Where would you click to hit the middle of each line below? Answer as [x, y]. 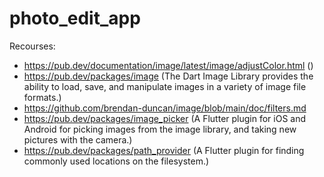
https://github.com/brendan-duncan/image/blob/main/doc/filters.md [165, 108]
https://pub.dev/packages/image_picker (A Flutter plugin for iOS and [165, 118]
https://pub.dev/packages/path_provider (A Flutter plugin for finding [164, 150]
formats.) [42, 97]
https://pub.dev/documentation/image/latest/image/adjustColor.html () [168, 65]
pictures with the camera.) [78, 139]
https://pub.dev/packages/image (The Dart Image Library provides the [168, 76]
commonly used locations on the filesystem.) [116, 161]
